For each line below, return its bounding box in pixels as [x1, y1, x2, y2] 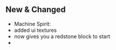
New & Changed [5, 5, 66, 15]
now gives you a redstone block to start [14, 32, 110, 40]
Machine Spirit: [14, 20, 51, 27]
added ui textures [14, 26, 57, 34]
